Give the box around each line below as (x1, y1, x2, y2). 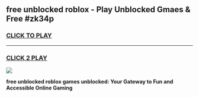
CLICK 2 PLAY (6, 53, 47, 62)
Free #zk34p (6, 14, 54, 24)
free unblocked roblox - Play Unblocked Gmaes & (6, 5, 191, 15)
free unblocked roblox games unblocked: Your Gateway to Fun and (6, 78, 174, 85)
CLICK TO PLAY (6, 32, 52, 40)
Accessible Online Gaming (6, 84, 73, 91)
